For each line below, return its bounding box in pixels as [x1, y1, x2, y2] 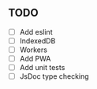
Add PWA [19, 54, 51, 63]
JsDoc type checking [19, 72, 89, 81]
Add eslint [19, 27, 53, 36]
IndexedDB [19, 35, 56, 46]
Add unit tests [19, 63, 65, 72]
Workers [19, 45, 47, 54]
